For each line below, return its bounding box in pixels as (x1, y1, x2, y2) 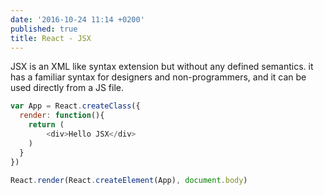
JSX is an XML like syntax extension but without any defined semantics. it (10, 61, 314, 73)
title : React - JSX (10, 33, 92, 43)
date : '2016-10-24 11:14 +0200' (10, 14, 145, 25)
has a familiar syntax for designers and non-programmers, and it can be (10, 71, 307, 83)
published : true (10, 24, 78, 34)
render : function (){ (19, 111, 105, 121)
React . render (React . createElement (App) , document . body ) (10, 175, 248, 185)
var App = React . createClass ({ (10, 101, 141, 111)
